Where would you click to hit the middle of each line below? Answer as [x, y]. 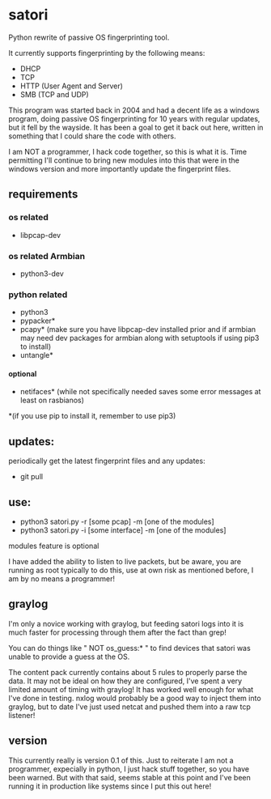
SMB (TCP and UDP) [54, 94]
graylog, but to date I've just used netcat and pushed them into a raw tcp [129, 707]
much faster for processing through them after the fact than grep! [117, 632]
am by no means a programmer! [62, 579]
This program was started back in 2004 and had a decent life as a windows [134, 110]
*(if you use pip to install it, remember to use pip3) [92, 416]
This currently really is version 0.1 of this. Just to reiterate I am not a [121, 760]
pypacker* [38, 321]
